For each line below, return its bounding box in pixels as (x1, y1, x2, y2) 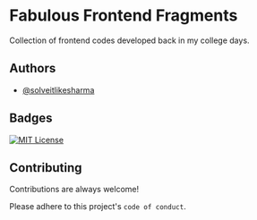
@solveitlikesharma (21, 84, 95, 95)
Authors (9, 61, 56, 76)
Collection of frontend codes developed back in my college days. (9, 35, 250, 46)
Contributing (9, 160, 82, 175)
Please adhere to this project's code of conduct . (9, 201, 186, 212)
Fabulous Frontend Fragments (9, 5, 238, 26)
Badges (9, 111, 53, 126)
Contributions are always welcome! (9, 184, 140, 195)
